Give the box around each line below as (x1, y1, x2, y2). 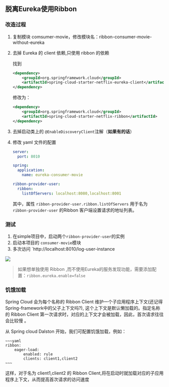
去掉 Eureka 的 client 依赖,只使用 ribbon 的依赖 (12, 50, 109, 56)
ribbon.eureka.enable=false (26, 273, 86, 278)
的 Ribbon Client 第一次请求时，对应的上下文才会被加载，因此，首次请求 (5, 311, 155, 317)
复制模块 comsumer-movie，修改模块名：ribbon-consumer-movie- (12, 33, 152, 39)
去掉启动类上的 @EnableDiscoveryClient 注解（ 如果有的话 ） (12, 128, 135, 134)
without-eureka (12, 39, 45, 45)
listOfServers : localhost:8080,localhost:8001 (22, 191, 122, 196)
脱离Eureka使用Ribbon (5, 5, 77, 14)
